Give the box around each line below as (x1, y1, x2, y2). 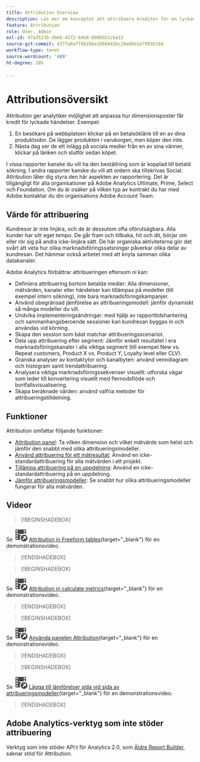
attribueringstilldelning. (14, 394, 72, 402)
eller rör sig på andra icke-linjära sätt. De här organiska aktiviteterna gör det (6, 238, 192, 245)
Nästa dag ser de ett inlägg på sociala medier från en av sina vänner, (14, 143, 184, 150)
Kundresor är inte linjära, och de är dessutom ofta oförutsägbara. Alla (6, 225, 176, 232)
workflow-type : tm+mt (6, 48, 60, 54)
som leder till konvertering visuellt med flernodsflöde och (14, 375, 155, 382)
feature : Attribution (6, 22, 60, 28)
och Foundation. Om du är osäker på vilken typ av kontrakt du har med (6, 186, 180, 193)
